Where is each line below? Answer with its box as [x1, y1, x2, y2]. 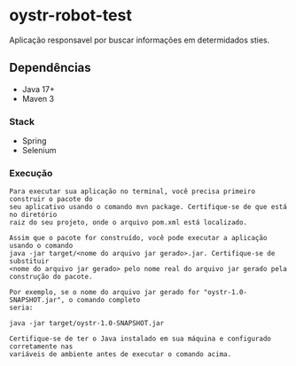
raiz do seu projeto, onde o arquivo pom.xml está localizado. [9, 218, 248, 227]
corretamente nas [9, 342, 74, 351]
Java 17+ [21, 83, 55, 94]
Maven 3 [21, 93, 55, 104]
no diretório [9, 210, 58, 220]
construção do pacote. [9, 272, 93, 282]
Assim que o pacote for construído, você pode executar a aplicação [9, 234, 268, 243]
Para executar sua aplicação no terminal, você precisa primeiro [9, 187, 255, 196]
